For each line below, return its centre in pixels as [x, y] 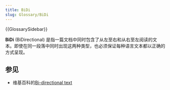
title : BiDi [18, 10]
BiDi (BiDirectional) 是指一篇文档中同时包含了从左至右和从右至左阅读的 [79, 39]
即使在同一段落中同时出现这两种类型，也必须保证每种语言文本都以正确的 [90, 46]
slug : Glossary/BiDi [27, 15]
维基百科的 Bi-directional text [42, 83]
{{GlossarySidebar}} [27, 29]
